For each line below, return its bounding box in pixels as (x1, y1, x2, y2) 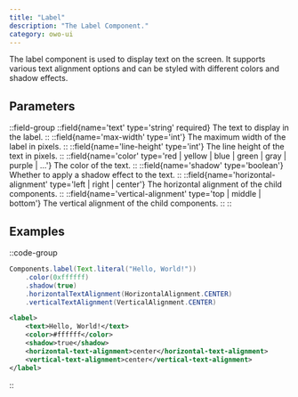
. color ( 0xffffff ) (25, 272, 90, 281)
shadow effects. (9, 73, 68, 84)
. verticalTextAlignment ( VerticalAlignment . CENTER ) (25, 297, 217, 307)
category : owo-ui (9, 29, 74, 38)
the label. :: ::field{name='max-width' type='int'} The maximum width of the (9, 132, 286, 142)
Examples (9, 223, 65, 239)
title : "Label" (9, 12, 66, 22)
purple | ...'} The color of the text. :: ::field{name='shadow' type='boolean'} (9, 160, 284, 171)
